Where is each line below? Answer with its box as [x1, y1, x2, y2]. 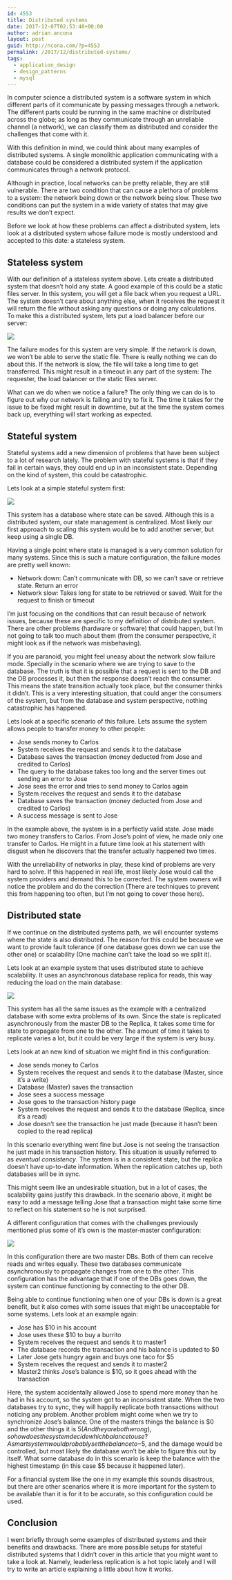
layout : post [7, 36, 45, 43]
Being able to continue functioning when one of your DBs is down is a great [7, 1295, 222, 1303]
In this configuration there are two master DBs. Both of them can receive [7, 1252, 213, 1260]
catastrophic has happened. [7, 704, 88, 712]
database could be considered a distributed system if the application [7, 158, 202, 167]
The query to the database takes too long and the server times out [17, 767, 206, 775]
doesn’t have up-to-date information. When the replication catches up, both [7, 1162, 223, 1170]
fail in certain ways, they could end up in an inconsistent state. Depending [7, 463, 217, 471]
